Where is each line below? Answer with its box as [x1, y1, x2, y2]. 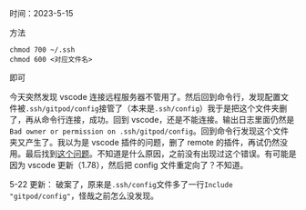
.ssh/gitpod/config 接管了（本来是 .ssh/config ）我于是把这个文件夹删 [25, 103, 288, 114]
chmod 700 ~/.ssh [9, 45, 76, 55]
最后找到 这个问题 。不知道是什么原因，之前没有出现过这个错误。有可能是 [25, 148, 297, 159]
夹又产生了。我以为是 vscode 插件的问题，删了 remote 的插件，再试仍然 [9, 137, 280, 147]
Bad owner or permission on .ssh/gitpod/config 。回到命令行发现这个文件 [9, 125, 290, 136]
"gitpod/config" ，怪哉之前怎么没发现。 [9, 190, 159, 201]
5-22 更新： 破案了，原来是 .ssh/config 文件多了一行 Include [9, 179, 234, 189]
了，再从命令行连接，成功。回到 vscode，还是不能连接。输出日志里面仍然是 [9, 115, 295, 125]
